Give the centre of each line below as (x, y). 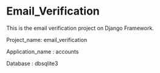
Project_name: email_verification (47, 40)
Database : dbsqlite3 (32, 63)
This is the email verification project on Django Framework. (80, 28)
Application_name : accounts (43, 51)
